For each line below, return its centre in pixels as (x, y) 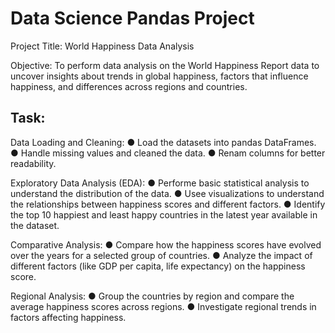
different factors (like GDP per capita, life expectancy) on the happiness (158, 266)
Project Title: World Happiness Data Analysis (102, 46)
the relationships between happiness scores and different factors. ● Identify (168, 204)
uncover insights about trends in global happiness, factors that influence (159, 76)
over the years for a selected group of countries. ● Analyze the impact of (161, 255)
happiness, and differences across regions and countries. (129, 86)
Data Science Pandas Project (132, 18)
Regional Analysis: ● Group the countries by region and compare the (152, 296)
